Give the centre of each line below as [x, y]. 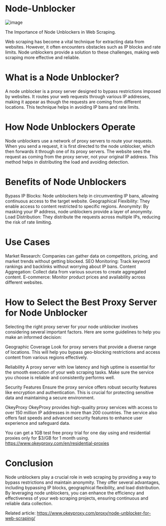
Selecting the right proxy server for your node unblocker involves [72, 327]
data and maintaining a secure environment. [50, 397]
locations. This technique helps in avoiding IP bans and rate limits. [72, 107]
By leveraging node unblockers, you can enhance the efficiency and [75, 493]
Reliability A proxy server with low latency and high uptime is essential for [80, 367]
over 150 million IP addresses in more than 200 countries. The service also [81, 412]
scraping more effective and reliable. [43, 57]
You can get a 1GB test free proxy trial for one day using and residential [78, 433]
